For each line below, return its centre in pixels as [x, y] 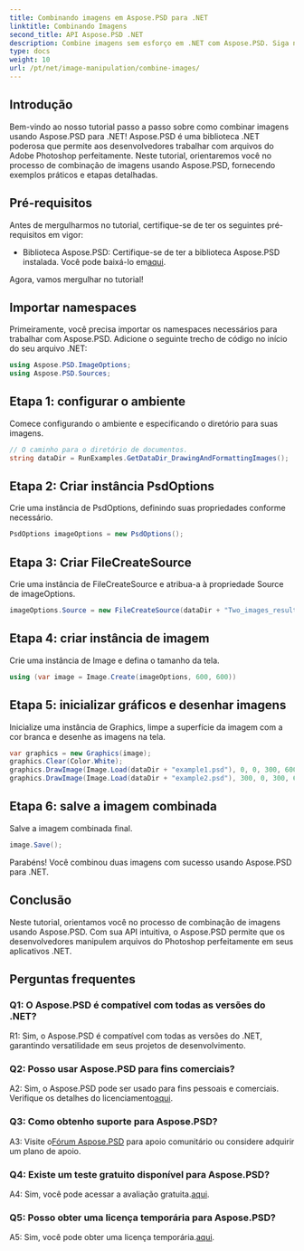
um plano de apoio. [45, 1151]
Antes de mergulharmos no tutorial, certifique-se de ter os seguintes [137, 225]
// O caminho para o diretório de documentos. [99, 450]
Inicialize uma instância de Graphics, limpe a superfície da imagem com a [146, 727]
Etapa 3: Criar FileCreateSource [100, 562]
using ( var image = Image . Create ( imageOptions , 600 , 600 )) [123, 677]
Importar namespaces [73, 307]
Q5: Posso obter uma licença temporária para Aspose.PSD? [142, 1218]
